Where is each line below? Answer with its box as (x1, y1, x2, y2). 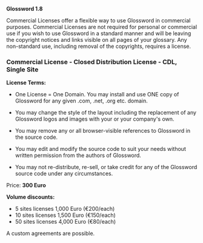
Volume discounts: (6, 193, 55, 201)
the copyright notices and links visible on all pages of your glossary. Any (6, 36, 187, 43)
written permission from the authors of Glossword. (15, 151, 141, 159)
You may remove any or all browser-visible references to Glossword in (15, 127, 191, 135)
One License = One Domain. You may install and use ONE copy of (15, 91, 179, 98)
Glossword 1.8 (6, 5, 43, 12)
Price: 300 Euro (6, 182, 47, 189)
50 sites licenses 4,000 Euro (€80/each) (15, 218, 116, 225)
